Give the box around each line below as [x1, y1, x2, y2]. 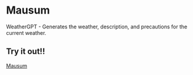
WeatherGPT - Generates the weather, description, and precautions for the [6, 23, 188, 30]
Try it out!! [6, 47, 45, 57]
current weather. [6, 29, 46, 36]
